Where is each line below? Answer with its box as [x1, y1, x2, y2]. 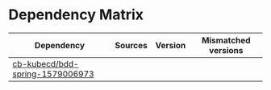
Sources [115, 39, 148, 51]
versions [209, 44, 244, 55]
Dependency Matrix [8, 6, 144, 24]
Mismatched [201, 35, 252, 46]
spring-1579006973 [12, 68, 94, 80]
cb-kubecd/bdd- [12, 58, 79, 69]
